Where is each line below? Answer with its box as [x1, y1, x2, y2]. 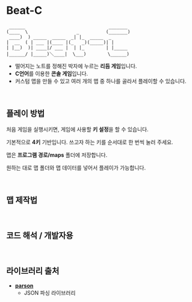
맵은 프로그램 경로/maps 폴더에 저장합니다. [6, 151, 108, 159]
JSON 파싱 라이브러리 [23, 289, 76, 297]
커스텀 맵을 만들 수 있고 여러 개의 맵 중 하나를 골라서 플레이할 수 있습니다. [14, 77, 187, 84]
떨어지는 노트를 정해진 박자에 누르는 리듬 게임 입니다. [14, 62, 137, 69]
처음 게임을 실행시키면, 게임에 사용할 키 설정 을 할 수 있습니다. [6, 125, 149, 133]
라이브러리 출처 [6, 266, 60, 276]
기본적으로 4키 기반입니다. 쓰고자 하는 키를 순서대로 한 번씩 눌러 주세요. [6, 138, 173, 145]
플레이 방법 [6, 109, 45, 119]
